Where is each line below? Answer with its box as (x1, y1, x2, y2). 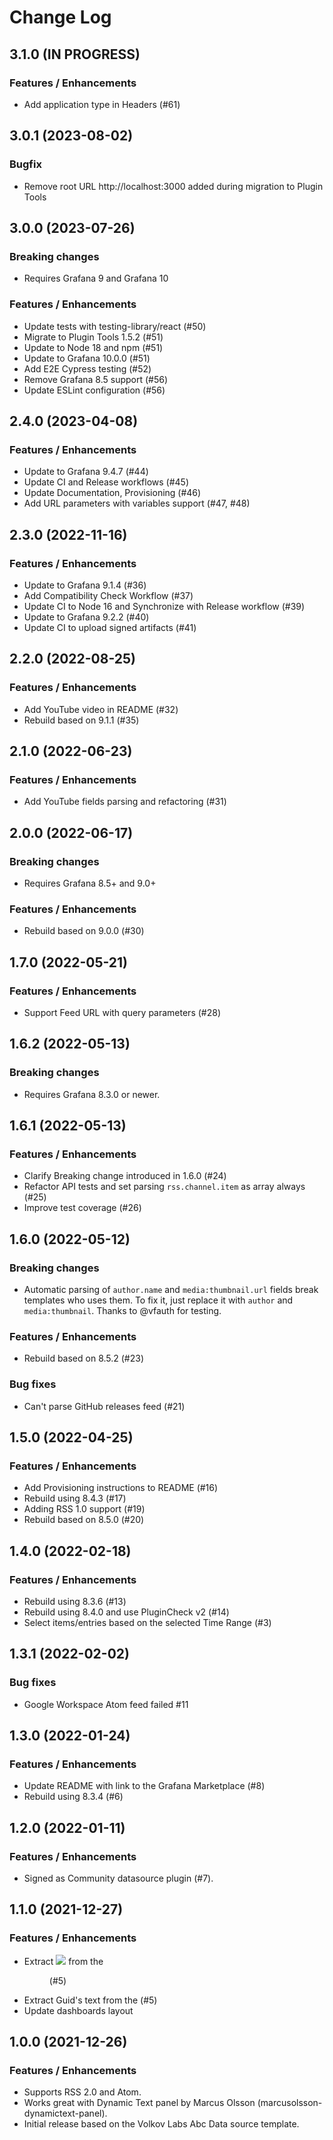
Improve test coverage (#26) (23, 1202, 142, 1214)
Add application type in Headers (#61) (23, 98, 181, 110)
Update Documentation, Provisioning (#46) (23, 487, 202, 499)
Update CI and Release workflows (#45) (23, 476, 190, 488)
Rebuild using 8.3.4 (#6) (23, 1791, 124, 1803)
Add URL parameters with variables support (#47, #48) (23, 497, 251, 510)
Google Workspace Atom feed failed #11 (23, 1698, 189, 1710)
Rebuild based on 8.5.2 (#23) (23, 1352, 145, 1365)
